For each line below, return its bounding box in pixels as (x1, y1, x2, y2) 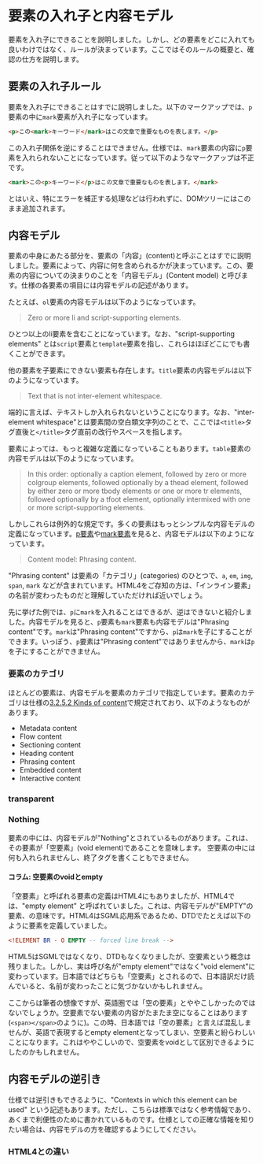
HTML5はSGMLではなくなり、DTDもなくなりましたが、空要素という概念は (8, 951, 251, 961)
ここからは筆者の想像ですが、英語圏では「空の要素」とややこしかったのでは (8, 998, 256, 1007)
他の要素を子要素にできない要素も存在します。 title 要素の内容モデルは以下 (8, 365, 253, 375)
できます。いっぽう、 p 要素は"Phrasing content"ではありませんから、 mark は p (8, 637, 255, 647)
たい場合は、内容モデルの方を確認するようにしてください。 (8, 1124, 201, 1134)
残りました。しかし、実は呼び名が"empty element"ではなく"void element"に (8, 962, 256, 971)
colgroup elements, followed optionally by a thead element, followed (27, 478, 249, 487)
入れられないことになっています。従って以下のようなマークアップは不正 (21, 153, 255, 162)
